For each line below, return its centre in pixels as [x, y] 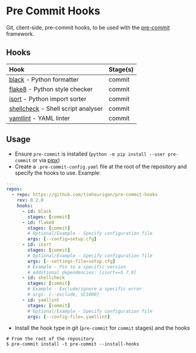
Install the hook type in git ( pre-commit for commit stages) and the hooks [102, 328]
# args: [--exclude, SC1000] [64, 295]
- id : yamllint [41, 300]
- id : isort [37, 245]
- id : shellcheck [43, 278]
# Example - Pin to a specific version [77, 267]
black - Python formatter [44, 79]
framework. [20, 33]
